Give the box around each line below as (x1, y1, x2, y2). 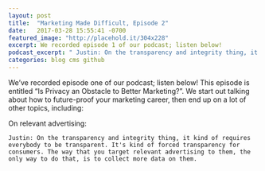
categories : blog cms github (8, 56, 105, 64)
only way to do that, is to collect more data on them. (8, 154, 197, 163)
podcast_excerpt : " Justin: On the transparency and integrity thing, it (8, 49, 259, 56)
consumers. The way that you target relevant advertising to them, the (8, 148, 251, 156)
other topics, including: (8, 103, 84, 112)
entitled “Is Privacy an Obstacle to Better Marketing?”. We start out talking (8, 86, 250, 95)
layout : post (8, 11, 52, 20)
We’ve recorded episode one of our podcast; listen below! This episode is (8, 77, 250, 87)
